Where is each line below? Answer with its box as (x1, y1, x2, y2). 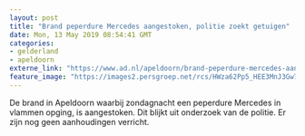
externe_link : (9, 64, 64, 73)
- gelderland (9, 47, 59, 56)
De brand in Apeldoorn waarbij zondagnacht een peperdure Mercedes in (9, 97, 281, 108)
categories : (9, 38, 54, 48)
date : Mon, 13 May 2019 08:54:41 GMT (9, 30, 152, 39)
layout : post (9, 13, 59, 23)
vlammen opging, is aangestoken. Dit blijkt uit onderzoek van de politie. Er (9, 106, 286, 118)
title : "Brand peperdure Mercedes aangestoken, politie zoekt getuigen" (9, 22, 290, 31)
